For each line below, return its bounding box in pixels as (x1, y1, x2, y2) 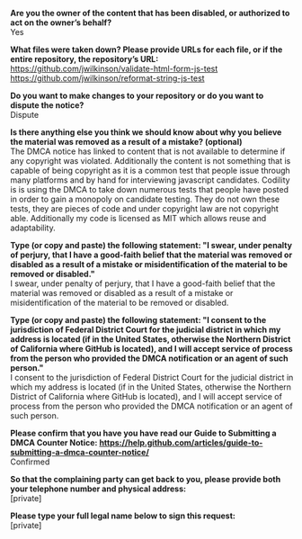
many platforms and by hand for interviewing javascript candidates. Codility (10, 175, 290, 185)
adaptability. (10, 222, 57, 233)
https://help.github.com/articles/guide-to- (99, 437, 263, 448)
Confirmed (10, 456, 50, 467)
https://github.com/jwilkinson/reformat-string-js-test (10, 73, 205, 84)
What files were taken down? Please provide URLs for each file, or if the (10, 44, 283, 55)
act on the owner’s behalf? (10, 17, 111, 28)
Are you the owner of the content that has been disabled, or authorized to (10, 8, 290, 18)
